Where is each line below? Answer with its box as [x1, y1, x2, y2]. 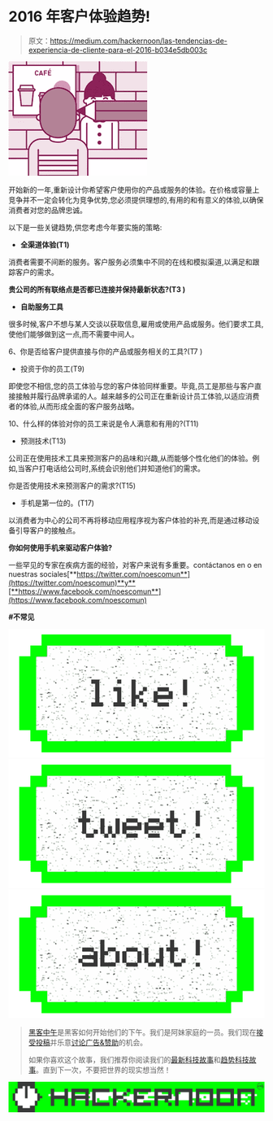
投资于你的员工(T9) [19, 364, 85, 373]
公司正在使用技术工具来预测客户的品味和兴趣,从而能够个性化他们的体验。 [8, 453, 253, 463]
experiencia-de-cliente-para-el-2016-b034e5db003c [28, 45, 208, 55]
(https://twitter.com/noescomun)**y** [8, 578, 136, 587]
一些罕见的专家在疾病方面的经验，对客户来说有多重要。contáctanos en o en [8, 560, 262, 569]
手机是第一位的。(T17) [19, 498, 95, 508]
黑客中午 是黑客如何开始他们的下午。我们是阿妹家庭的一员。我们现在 [28, 1027, 257, 1037]
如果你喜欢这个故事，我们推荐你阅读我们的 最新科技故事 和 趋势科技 [28, 1055, 249, 1065]
